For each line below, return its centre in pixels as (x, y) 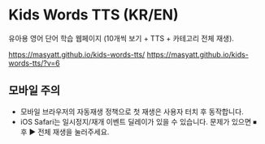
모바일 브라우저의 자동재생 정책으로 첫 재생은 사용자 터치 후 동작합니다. (132, 112)
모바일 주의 (35, 91)
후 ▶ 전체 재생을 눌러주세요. (65, 132)
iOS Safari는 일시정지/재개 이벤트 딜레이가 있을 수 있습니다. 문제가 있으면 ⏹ (139, 121)
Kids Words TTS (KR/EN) (93, 15)
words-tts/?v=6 (34, 63)
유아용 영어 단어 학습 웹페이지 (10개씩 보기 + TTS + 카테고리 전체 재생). (121, 38)
